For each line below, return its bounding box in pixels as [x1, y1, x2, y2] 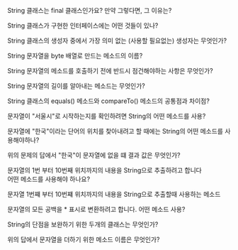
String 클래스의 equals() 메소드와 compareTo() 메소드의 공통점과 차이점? [7, 97, 210, 105]
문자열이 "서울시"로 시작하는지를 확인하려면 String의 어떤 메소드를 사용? [7, 112, 206, 120]
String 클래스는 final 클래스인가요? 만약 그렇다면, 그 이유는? [7, 6, 172, 14]
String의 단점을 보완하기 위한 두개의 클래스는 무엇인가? [7, 220, 159, 229]
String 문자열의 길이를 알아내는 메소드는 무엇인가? [7, 82, 145, 90]
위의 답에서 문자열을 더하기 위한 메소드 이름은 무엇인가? [7, 235, 160, 244]
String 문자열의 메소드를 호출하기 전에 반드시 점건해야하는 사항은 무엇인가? [7, 67, 214, 75]
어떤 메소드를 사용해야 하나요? [7, 175, 91, 183]
